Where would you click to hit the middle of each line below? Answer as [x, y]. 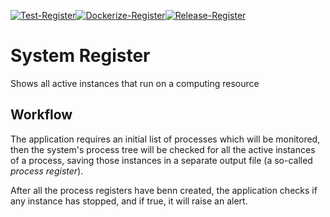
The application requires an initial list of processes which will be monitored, [165, 139]
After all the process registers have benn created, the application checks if [164, 190]
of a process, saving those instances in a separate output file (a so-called [161, 160]
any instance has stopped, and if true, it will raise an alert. [129, 201]
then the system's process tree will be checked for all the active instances [163, 149]
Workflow [41, 115]
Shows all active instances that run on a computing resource [135, 83]
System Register [80, 56]
